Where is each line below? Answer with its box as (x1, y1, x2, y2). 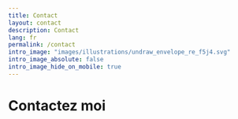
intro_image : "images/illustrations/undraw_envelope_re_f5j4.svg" (8, 48, 231, 56)
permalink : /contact (8, 41, 76, 49)
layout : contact (8, 19, 61, 27)
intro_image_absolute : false (8, 56, 104, 64)
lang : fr (8, 33, 37, 42)
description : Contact (8, 26, 80, 34)
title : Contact (8, 11, 58, 20)
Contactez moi (8, 96, 106, 114)
